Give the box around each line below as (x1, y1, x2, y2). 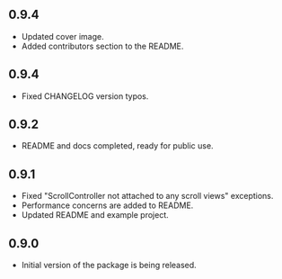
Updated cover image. (21, 31, 104, 41)
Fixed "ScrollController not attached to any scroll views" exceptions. (21, 191, 274, 202)
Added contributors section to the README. (21, 40, 184, 51)
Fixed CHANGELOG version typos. (21, 90, 149, 102)
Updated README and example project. (21, 210, 170, 220)
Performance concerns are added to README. (21, 200, 194, 211)
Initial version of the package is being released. (21, 260, 197, 271)
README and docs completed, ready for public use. (21, 140, 214, 151)
